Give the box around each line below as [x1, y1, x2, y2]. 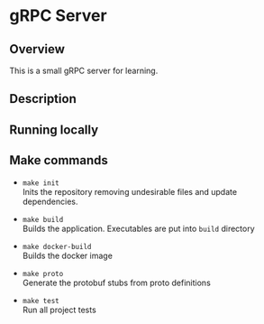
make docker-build [22, 242, 92, 251]
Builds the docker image [22, 250, 113, 261]
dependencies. [22, 196, 78, 207]
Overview [9, 42, 66, 57]
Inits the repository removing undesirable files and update [22, 186, 237, 197]
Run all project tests [22, 304, 96, 315]
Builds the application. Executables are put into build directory [22, 223, 255, 234]
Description [9, 91, 77, 106]
